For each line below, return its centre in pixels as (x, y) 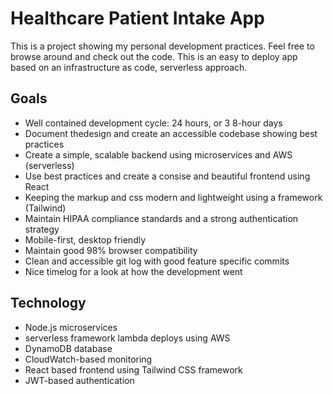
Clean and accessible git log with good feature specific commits (157, 261)
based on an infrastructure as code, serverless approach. (129, 67)
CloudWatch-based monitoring (88, 359)
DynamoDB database (68, 348)
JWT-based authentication (79, 380)
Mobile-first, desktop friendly (85, 239)
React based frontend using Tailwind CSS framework (133, 369)
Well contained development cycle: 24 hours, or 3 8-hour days (153, 123)
